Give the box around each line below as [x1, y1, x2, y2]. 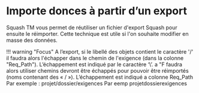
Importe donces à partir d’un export [6, 4, 188, 18]
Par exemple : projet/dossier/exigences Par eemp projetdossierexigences [6, 79, 188, 87]
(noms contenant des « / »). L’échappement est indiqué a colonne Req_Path [6, 73, 194, 80]
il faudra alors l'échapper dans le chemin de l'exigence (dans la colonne [6, 54, 184, 61]
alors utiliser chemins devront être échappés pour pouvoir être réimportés [6, 67, 189, 74]
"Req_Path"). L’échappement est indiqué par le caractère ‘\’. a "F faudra [6, 61, 183, 68]
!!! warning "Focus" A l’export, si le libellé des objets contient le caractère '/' [6, 48, 194, 55]
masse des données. [6, 36, 58, 44]
